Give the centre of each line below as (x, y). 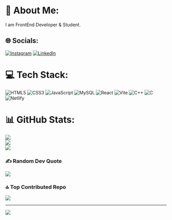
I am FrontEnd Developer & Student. (43, 25)
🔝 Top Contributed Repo (36, 187)
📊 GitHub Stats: (40, 119)
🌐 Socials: (22, 41)
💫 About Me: (32, 11)
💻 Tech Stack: (37, 75)
